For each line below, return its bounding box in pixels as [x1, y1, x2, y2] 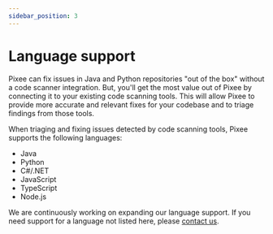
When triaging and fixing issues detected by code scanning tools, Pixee [8, 123, 249, 134]
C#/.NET [19, 166, 50, 175]
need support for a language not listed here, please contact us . [8, 216, 219, 226]
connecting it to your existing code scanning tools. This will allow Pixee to [8, 91, 255, 101]
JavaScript [19, 174, 57, 184]
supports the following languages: [8, 132, 123, 142]
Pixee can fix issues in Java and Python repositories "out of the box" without [8, 74, 265, 84]
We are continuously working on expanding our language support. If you [8, 207, 251, 217]
